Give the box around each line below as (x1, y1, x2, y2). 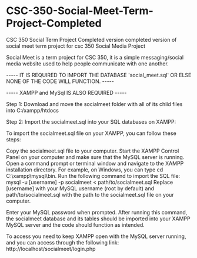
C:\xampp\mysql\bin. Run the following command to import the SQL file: (6, 172, 181, 179)
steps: (6, 135, 21, 143)
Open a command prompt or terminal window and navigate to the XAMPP (6, 160, 184, 167)
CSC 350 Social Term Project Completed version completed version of (6, 36, 177, 43)
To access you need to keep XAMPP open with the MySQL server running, (6, 233, 186, 240)
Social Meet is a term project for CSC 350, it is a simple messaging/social (6, 54, 184, 61)
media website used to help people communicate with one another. (6, 60, 169, 67)
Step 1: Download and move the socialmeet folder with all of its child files (6, 100, 183, 107)
